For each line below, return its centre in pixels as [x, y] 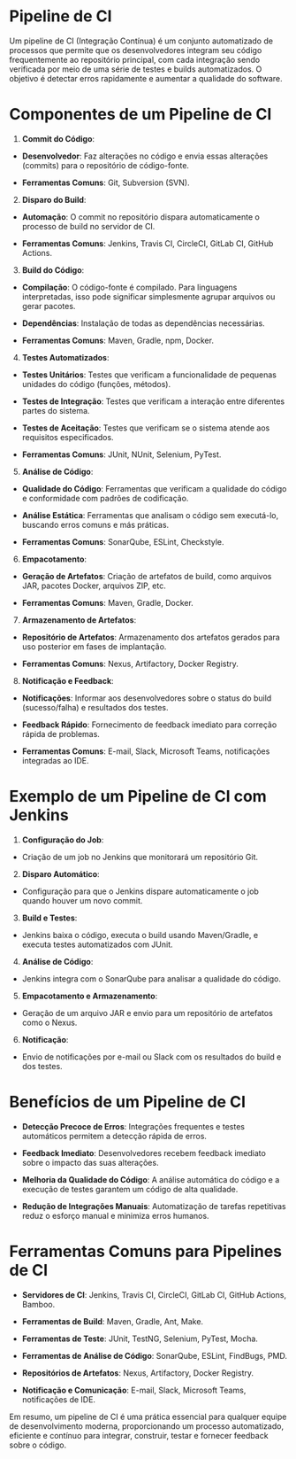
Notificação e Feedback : [68, 680]
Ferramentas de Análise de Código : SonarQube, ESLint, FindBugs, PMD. [155, 1355]
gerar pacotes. [49, 306]
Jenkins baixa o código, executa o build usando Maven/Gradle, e [140, 935]
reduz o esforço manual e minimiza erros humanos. [115, 1215]
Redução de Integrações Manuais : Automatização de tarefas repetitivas [154, 1206]
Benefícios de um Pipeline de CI [127, 1102]
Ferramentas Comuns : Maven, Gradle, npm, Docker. [118, 340]
